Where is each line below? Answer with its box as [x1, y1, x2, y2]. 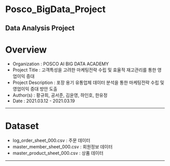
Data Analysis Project [5, 24, 75, 32]
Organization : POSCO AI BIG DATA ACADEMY [12, 61, 109, 67]
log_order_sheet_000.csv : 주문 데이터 [12, 138, 91, 144]
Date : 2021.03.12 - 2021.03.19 [12, 98, 75, 104]
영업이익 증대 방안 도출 [12, 86, 58, 92]
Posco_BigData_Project [5, 4, 106, 15]
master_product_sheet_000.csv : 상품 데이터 [12, 150, 104, 156]
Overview [5, 44, 47, 55]
